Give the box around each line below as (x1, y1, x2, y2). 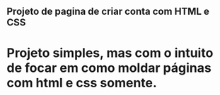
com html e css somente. (6, 75, 157, 91)
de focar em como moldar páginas (6, 60, 212, 76)
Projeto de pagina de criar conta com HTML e (6, 6, 210, 18)
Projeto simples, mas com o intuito (6, 45, 214, 61)
